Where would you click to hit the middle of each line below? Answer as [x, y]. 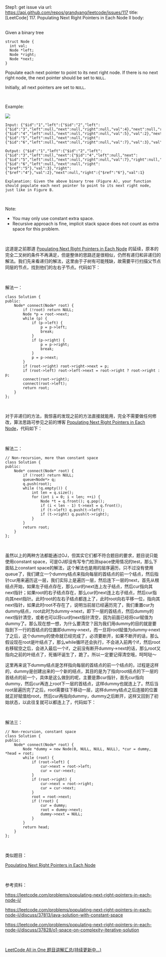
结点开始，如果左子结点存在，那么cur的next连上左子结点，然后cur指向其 [79, 586]
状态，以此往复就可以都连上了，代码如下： [53, 702]
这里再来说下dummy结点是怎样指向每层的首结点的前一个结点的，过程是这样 [82, 665]
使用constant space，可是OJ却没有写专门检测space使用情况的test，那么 [79, 562]
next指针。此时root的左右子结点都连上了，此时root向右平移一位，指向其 [87, 599]
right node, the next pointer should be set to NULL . [56, 78]
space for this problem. [36, 229]
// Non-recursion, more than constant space [52, 458]
